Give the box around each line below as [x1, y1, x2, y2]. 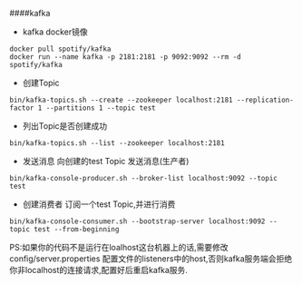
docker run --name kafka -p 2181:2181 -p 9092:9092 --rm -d [9, 53, 242, 62]
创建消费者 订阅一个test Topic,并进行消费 [22, 199, 176, 210]
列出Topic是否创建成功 [22, 121, 108, 131]
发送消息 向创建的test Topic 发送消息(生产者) [22, 156, 190, 166]
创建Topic [22, 77, 61, 88]
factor [9, 103, 34, 113]
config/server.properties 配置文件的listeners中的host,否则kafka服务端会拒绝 [9, 253, 293, 264]
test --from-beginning [33, 225, 120, 234]
